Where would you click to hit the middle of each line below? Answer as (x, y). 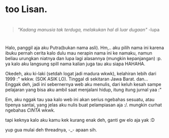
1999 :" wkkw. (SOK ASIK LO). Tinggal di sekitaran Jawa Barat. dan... (77, 79)
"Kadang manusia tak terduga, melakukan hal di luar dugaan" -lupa (89, 30)
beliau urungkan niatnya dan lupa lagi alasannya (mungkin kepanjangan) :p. (84, 58)
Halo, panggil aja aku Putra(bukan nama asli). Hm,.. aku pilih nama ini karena (85, 48)
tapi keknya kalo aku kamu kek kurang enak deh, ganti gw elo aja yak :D (80, 120)
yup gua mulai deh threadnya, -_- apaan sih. (51, 129)
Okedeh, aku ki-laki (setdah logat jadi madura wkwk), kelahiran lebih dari (81, 73)
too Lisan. (26, 9)
